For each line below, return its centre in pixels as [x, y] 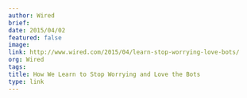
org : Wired [26, 60]
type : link [26, 81]
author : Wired [32, 15]
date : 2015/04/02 [37, 30]
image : [19, 45]
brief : [19, 23]
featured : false [35, 38]
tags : [17, 67]
